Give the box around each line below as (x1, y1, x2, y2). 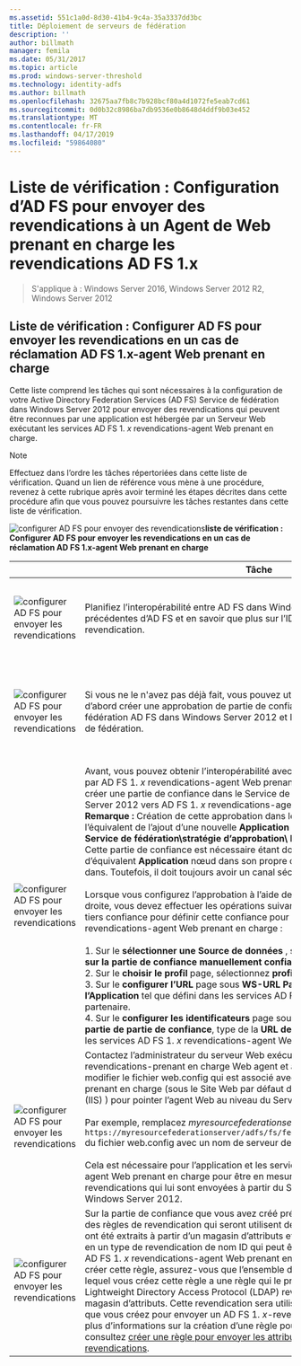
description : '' (9, 30, 70, 39)
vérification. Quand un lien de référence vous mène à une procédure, (9, 477, 264, 488)
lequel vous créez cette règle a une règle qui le (84, 1274, 282, 1287)
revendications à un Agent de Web (9, 215, 271, 235)
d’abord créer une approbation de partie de (84, 700, 267, 712)
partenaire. (84, 1000, 132, 1013)
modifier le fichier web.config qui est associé (84, 1071, 274, 1083)
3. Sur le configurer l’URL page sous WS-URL (84, 978, 280, 991)
